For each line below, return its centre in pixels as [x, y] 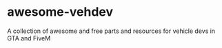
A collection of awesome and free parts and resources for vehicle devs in [111, 31]
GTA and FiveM [29, 38]
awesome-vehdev [60, 12]
